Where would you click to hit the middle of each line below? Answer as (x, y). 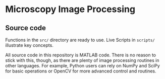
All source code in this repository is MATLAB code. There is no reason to (81, 55)
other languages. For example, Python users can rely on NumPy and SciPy (82, 66)
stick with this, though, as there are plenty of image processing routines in (82, 60)
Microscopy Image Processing (70, 9)
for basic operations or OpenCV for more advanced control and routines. (81, 71)
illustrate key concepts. (30, 45)
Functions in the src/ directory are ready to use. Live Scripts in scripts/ (80, 40)
